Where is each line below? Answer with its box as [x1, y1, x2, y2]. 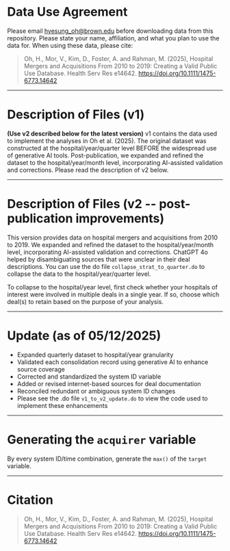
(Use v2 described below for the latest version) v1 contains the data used [7, 129, 218, 138]
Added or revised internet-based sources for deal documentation [16, 379, 201, 387]
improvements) [75, 211, 165, 227]
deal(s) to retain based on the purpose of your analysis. [7, 297, 164, 305]
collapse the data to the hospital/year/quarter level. [7, 270, 151, 278]
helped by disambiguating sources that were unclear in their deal [7, 255, 190, 264]
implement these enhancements [16, 401, 108, 409]
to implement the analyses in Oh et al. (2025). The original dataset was [7, 136, 207, 144]
